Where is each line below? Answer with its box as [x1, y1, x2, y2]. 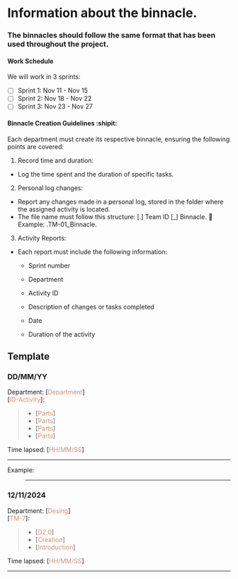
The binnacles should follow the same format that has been [7, 31, 216, 40]
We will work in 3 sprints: [7, 72, 81, 81]
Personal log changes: [17, 183, 84, 192]
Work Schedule [7, 57, 54, 65]
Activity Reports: [17, 233, 67, 242]
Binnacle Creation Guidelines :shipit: [7, 119, 118, 128]
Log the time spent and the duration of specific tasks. [17, 170, 174, 178]
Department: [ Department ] [7, 388, 85, 397]
